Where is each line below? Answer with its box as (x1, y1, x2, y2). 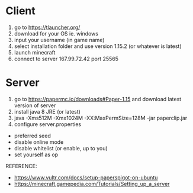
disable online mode (14, 138, 64, 146)
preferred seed (14, 132, 51, 139)
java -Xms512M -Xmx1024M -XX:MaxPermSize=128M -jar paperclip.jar (14, 114, 188, 121)
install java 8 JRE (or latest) (14, 108, 81, 115)
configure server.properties (14, 120, 82, 128)
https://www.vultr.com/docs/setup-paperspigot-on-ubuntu (14, 173, 158, 181)
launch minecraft (14, 49, 56, 56)
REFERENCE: (5, 162, 37, 169)
